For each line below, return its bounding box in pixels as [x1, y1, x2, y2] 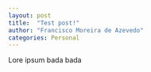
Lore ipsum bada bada [8, 55, 82, 65]
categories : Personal [8, 33, 80, 42]
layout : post [8, 11, 52, 20]
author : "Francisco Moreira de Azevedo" [8, 26, 145, 34]
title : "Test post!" [8, 19, 80, 27]
